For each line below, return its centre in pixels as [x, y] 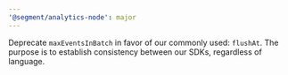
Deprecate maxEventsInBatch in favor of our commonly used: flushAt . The [144, 42]
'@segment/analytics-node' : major [73, 17]
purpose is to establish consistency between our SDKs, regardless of [135, 52]
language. [27, 61]
